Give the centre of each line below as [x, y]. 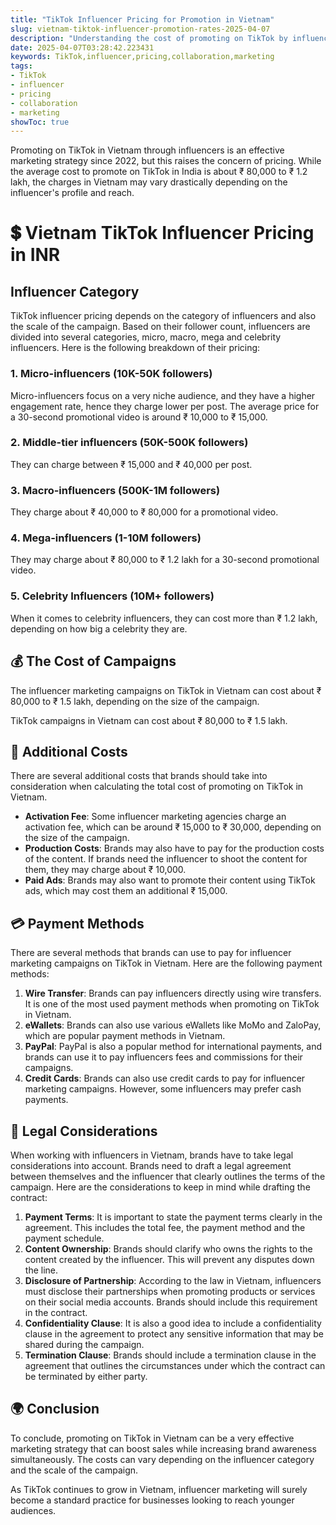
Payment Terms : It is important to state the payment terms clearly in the [173, 1217]
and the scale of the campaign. [74, 1470]
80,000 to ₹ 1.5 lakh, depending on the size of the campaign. [135, 701]
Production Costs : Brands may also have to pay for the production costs [174, 848]
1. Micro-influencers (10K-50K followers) [111, 374]
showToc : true [40, 122]
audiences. [33, 1510]
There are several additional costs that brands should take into [139, 776]
